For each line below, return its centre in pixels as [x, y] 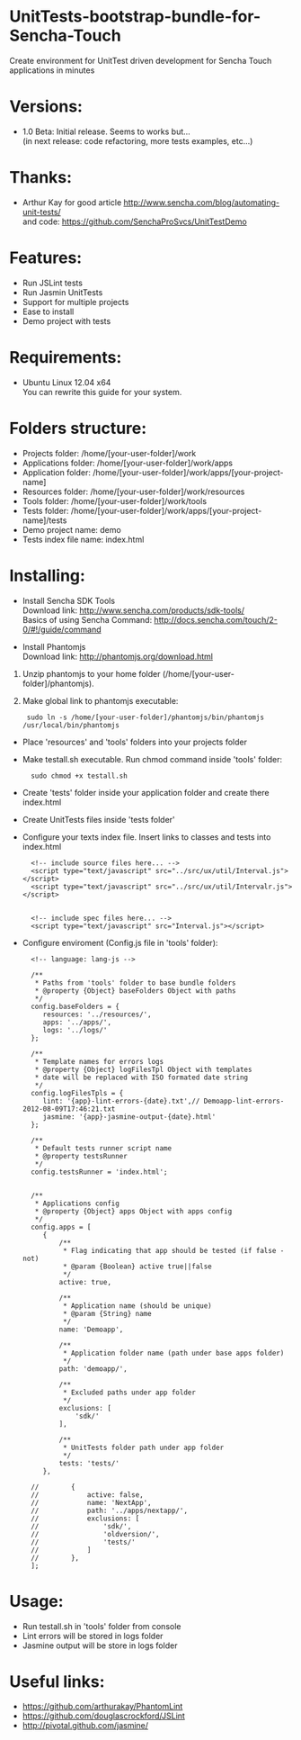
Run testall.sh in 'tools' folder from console [102, 1626]
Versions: [46, 107]
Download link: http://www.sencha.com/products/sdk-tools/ [133, 610]
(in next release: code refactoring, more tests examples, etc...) [137, 140]
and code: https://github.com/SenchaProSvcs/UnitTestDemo [134, 221]
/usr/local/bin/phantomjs [71, 725]
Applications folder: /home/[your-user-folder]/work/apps [128, 463]
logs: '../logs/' [75, 1030]
